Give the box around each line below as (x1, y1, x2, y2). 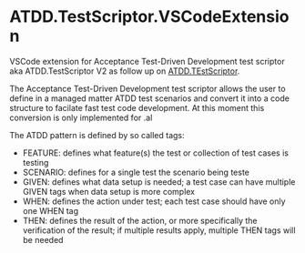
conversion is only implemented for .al (9, 112, 153, 123)
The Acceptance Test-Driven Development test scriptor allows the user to (9, 83, 286, 94)
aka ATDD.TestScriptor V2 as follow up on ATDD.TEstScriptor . (9, 66, 240, 76)
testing (22, 157, 49, 167)
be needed (22, 234, 64, 245)
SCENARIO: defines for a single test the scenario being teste (22, 167, 250, 177)
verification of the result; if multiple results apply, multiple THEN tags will (22, 225, 296, 236)
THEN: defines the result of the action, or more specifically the (22, 215, 258, 226)
